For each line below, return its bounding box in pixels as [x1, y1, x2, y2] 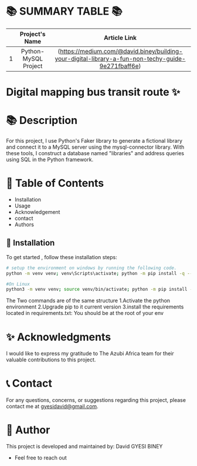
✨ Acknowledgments [6, 330, 111, 344]
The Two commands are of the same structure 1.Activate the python [6, 297, 171, 304]
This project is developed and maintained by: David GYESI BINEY [6, 443, 163, 450]
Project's [19, 30, 46, 38]
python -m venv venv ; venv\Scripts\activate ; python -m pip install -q [6, 270, 185, 276]
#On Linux [6, 281, 30, 287]
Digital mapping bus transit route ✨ [6, 86, 181, 99]
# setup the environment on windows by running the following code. [6, 265, 177, 271]
